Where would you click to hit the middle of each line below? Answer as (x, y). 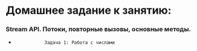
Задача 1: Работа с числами (80, 43)
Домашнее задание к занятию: (89, 10)
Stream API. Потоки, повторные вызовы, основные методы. (98, 29)
